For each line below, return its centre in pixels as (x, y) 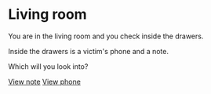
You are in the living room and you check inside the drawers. (106, 36)
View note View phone (44, 81)
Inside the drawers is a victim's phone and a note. (89, 51)
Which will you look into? (48, 66)
